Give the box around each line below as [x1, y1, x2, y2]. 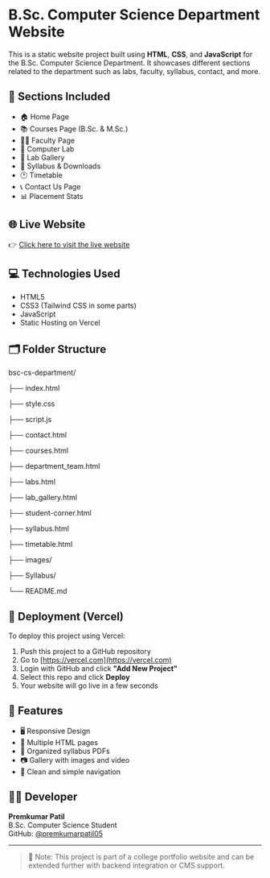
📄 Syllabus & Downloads [19, 161, 101, 171]
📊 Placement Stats [19, 191, 84, 201]
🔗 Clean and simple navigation [19, 767, 121, 777]
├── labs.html [8, 477, 56, 487]
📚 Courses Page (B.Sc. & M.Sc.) [19, 123, 129, 134]
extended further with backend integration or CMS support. [27, 860, 225, 870]
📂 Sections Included [8, 90, 111, 104]
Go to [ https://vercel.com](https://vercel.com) [19, 655, 172, 665]
